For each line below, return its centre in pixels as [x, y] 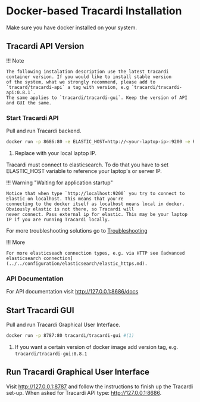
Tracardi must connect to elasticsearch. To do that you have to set [87, 165]
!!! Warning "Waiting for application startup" [60, 183]
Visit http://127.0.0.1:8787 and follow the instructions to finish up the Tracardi [100, 386]
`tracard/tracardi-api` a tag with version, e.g [68, 87]
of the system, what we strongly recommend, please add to [81, 82]
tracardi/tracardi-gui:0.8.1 [51, 354]
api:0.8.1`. [21, 92]
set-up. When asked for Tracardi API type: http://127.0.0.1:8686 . [84, 392]
